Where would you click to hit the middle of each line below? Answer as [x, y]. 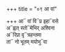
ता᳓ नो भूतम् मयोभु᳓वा [27, 42]
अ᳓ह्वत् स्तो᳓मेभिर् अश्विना [31, 28]
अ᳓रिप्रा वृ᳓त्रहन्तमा [24, 35]
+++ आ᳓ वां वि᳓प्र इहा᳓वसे [32, 21]
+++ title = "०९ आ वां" [32, 9]
